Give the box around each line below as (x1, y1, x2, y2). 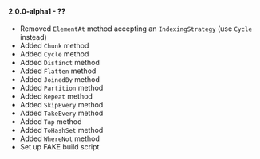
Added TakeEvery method (19, 108, 104, 118)
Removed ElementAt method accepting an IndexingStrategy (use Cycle (19, 24, 253, 33)
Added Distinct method (19, 58, 100, 68)
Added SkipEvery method (19, 100, 104, 110)
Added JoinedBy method (19, 75, 100, 84)
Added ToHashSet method (19, 126, 104, 135)
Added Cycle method (19, 49, 89, 59)
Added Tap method (19, 117, 82, 126)
